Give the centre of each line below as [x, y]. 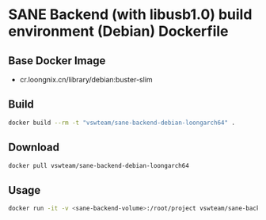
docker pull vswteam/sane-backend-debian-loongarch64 [99, 165]
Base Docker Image [57, 61]
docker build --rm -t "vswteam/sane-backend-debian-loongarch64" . [122, 123]
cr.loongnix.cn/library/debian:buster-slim [86, 80]
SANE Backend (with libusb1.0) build [130, 15]
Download [34, 148]
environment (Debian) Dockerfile [118, 31]
